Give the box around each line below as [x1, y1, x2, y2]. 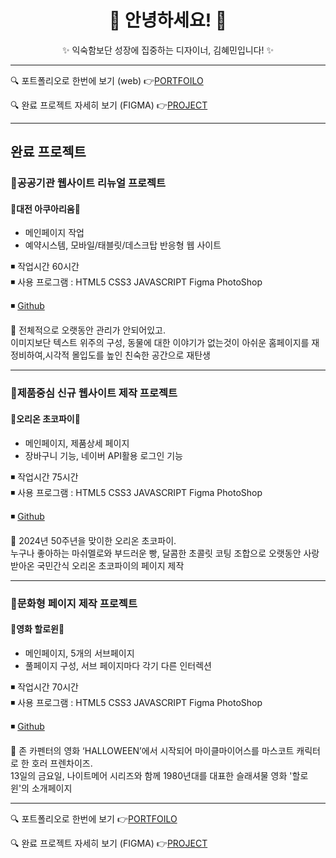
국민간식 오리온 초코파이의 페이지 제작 [36, 559, 185, 571]
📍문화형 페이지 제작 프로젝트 [10, 596, 138, 610]
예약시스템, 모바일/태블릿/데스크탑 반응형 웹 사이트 [24, 239, 222, 251]
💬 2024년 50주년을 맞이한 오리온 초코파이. [10, 534, 177, 546]
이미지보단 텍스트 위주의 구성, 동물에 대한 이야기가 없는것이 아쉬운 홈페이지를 [10, 337, 310, 349]
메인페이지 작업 [24, 227, 85, 239]
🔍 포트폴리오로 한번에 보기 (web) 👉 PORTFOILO [10, 74, 204, 86]
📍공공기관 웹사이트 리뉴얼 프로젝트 [10, 176, 167, 190]
